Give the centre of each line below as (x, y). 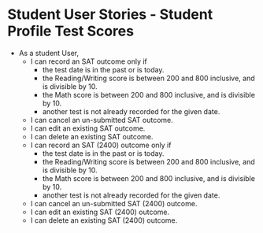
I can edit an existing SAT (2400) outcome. (100, 212)
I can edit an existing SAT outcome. (88, 128)
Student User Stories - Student (110, 15)
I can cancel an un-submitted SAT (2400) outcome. (114, 203)
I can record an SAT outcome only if (89, 61)
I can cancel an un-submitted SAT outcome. (102, 120)
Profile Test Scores (71, 31)
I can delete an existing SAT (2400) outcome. (104, 220)
